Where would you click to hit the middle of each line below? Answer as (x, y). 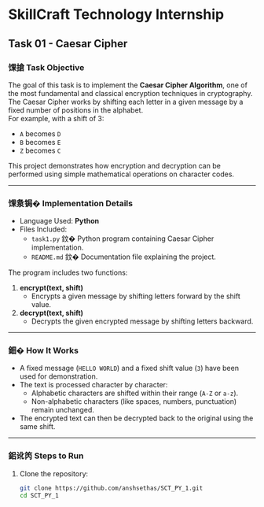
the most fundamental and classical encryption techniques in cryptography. (130, 93)
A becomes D (40, 133)
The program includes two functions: (68, 272)
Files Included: (43, 229)
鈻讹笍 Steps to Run (46, 456)
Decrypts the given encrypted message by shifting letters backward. (142, 321)
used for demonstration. (59, 376)
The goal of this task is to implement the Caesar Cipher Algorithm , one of (128, 85)
